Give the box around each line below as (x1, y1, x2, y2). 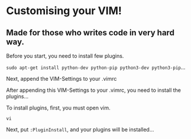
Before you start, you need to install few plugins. (6, 52, 124, 59)
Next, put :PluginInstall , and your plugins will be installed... (6, 126, 154, 133)
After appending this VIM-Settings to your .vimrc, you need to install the (6, 87, 182, 94)
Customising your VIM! (6, 4, 122, 18)
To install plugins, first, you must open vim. (6, 104, 111, 111)
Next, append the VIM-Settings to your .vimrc (6, 75, 117, 82)
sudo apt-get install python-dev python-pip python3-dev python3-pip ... (6, 64, 186, 71)
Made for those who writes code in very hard (6, 28, 174, 38)
